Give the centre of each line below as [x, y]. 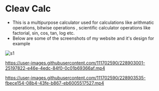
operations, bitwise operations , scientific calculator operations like [81, 27]
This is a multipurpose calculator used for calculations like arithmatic [83, 22]
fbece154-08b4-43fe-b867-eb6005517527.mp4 [55, 83]
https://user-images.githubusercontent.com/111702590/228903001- [75, 63]
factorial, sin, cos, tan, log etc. [43, 33]
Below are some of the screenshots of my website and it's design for [83, 38]
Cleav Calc [28, 9]
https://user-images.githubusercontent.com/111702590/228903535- [75, 78]
